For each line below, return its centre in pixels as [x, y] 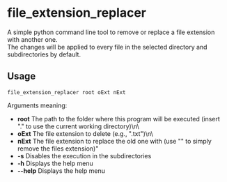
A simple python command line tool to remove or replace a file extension [111, 32]
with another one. [32, 39]
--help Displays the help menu [61, 170]
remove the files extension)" [58, 149]
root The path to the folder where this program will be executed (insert [119, 119]
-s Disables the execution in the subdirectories [84, 156]
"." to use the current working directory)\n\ [78, 126]
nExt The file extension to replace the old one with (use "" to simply [115, 141]
